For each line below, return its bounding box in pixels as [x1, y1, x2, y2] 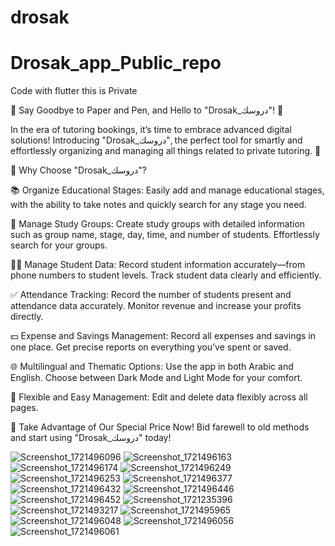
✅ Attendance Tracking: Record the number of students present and [10, 289, 292, 301]
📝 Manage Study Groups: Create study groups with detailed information [10, 218, 306, 230]
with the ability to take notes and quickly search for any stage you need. [10, 199, 307, 211]
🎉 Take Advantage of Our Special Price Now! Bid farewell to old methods [10, 421, 310, 433]
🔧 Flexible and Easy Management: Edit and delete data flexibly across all [10, 391, 308, 403]
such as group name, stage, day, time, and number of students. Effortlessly [10, 229, 320, 241]
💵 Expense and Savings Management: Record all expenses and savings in [10, 330, 317, 342]
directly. [10, 311, 44, 323]
